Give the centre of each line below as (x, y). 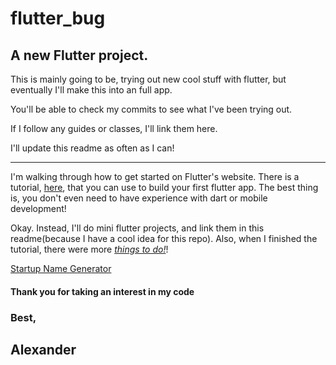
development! (38, 208)
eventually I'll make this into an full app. (91, 90)
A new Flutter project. (79, 55)
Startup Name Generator (61, 268)
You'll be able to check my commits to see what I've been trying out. (151, 109)
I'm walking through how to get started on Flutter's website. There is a (155, 176)
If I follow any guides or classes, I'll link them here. (114, 128)
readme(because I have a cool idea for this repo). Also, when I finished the (164, 238)
